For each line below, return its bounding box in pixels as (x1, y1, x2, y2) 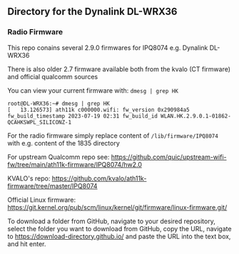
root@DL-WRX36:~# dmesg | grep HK (7, 100, 111, 107)
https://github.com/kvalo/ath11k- (51, 174, 147, 183)
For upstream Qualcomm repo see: (7, 153, 110, 161)
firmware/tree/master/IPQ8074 (7, 181, 98, 190)
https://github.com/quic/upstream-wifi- (111, 153, 227, 161)
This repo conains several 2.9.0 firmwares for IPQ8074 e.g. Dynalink (7, 43, 208, 52)
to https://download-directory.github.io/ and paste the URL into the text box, (7, 232, 231, 240)
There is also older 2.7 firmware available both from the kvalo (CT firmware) (7, 64, 230, 73)
